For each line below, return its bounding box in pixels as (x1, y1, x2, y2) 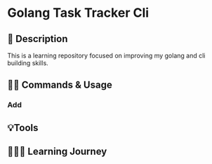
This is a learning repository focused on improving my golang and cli (7, 51, 206, 60)
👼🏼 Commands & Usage (7, 79, 112, 91)
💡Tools (7, 121, 39, 134)
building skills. (7, 59, 49, 67)
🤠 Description (7, 33, 68, 45)
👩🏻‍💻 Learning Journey (7, 146, 107, 158)
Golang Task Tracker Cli (7, 5, 150, 21)
